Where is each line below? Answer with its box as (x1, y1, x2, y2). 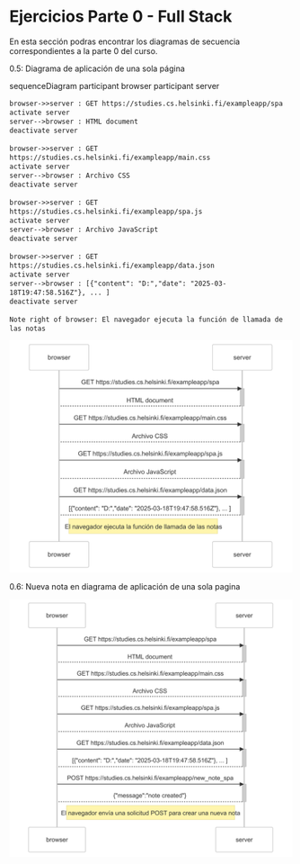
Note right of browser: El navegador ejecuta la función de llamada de (9, 315, 283, 324)
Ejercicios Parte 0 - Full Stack (9, 6, 233, 27)
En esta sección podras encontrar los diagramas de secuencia (9, 36, 241, 47)
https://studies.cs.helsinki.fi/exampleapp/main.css (9, 153, 211, 162)
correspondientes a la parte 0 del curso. (9, 45, 158, 56)
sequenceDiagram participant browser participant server (9, 80, 220, 91)
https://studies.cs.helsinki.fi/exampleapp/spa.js (9, 207, 203, 216)
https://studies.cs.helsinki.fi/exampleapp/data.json (9, 261, 216, 270)
